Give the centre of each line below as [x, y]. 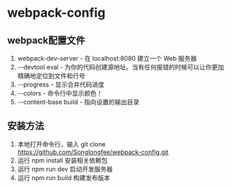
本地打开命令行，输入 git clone [62, 144]
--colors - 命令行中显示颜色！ [60, 93]
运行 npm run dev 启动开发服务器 [65, 169]
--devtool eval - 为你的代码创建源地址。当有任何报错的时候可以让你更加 [121, 67]
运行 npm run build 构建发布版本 [64, 177]
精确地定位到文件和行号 [51, 76]
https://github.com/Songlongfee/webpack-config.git [93, 152]
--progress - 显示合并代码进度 [61, 84]
